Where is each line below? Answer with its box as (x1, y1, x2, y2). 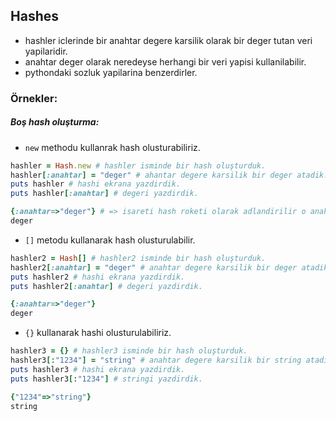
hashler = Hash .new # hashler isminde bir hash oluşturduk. (10, 160, 267, 171)
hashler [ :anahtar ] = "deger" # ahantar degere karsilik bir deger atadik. (10, 170, 329, 180)
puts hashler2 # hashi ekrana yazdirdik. (10, 272, 186, 282)
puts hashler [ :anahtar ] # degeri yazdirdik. (10, 189, 199, 199)
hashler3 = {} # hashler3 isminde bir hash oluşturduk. (10, 346, 248, 356)
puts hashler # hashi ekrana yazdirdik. (10, 179, 182, 189)
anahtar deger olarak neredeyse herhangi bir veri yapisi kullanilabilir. (24, 55, 307, 68)
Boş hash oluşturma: (10, 116, 100, 128)
